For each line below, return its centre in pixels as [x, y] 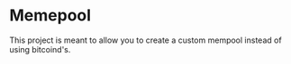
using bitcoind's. [40, 49]
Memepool [50, 16]
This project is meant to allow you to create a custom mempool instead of [145, 40]
